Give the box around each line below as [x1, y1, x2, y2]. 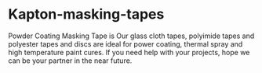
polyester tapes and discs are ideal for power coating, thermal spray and [8, 39, 243, 48]
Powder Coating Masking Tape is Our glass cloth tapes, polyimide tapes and [8, 31, 255, 40]
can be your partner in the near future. [8, 56, 133, 65]
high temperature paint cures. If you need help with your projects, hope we [8, 47, 250, 57]
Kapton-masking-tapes [8, 5, 165, 23]
